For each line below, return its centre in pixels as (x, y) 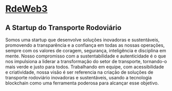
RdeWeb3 (26, 9)
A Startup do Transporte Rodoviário (63, 28)
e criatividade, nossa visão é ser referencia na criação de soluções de (79, 72)
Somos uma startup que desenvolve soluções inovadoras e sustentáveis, (83, 40)
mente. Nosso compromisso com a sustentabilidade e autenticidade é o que (86, 56)
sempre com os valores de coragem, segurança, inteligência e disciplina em (86, 51)
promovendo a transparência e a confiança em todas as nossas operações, (85, 45)
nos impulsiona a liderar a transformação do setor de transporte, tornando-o (86, 61)
